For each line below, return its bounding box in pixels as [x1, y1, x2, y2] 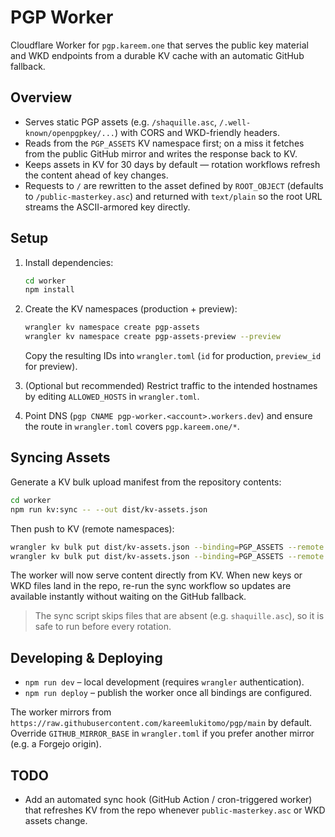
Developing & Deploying [10, 649, 163, 666]
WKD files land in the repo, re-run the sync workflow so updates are [10, 580, 292, 592]
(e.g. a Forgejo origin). [10, 738, 102, 750]
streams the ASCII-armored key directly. [24, 201, 191, 213]
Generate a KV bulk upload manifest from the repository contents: [10, 476, 282, 488]
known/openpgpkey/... [24, 128, 115, 138]
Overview [10, 89, 73, 106]
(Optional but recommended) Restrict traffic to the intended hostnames [24, 380, 318, 392]
